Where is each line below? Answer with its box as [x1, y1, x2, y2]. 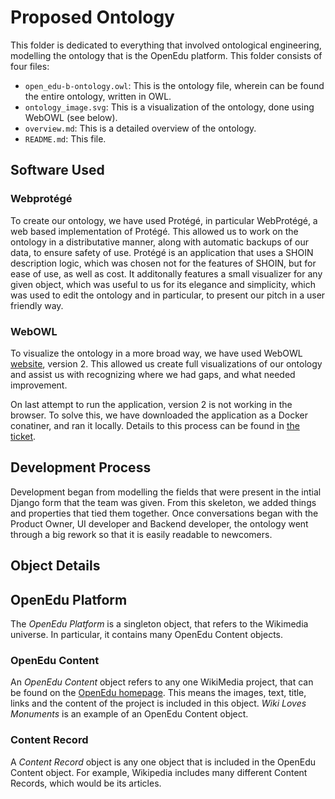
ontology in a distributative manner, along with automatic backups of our [10, 236, 310, 248]
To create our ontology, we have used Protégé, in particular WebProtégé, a [10, 214, 318, 226]
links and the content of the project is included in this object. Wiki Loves [10, 697, 307, 710]
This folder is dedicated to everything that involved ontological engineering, [10, 39, 322, 51]
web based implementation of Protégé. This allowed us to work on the [10, 225, 299, 237]
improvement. [10, 379, 68, 391]
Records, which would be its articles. [10, 777, 162, 789]
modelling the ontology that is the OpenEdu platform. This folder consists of [10, 49, 323, 61]
